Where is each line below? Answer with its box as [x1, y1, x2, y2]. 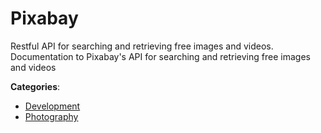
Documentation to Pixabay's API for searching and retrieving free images [10, 50, 311, 62]
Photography [24, 110, 79, 122]
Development [24, 100, 81, 112]
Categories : [10, 80, 61, 92]
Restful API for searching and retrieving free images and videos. [10, 40, 274, 52]
